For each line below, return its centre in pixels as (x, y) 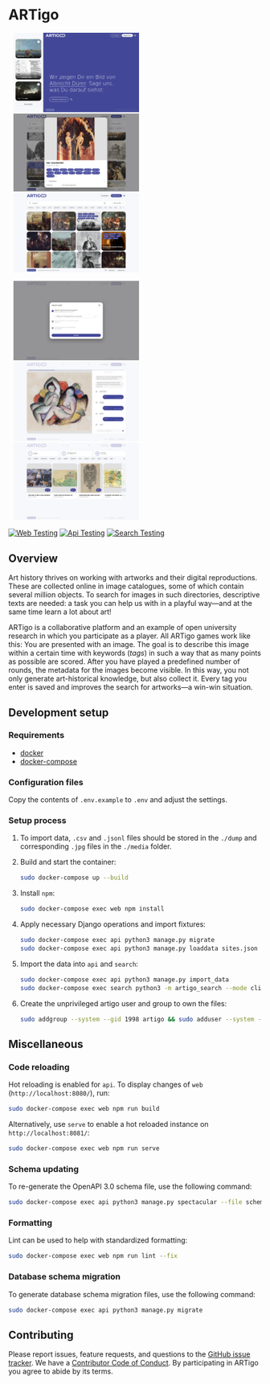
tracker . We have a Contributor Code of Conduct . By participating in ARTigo (133, 1363)
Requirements (37, 735)
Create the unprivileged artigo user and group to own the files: (123, 1003)
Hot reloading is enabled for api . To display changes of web (106, 1085)
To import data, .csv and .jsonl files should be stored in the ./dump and (138, 838)
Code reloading (39, 1067)
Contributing (41, 1335)
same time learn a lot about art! (60, 612)
